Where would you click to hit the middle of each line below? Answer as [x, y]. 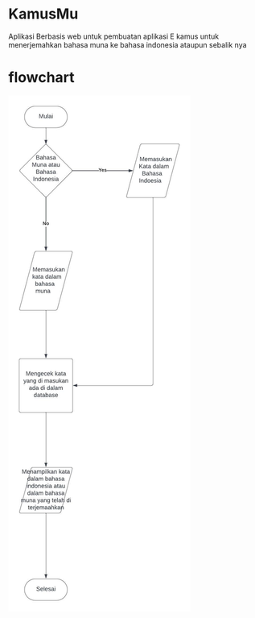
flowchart [41, 78]
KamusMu [43, 14]
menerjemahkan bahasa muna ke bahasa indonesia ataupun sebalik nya [127, 44]
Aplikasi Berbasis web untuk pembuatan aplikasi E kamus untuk [114, 36]
